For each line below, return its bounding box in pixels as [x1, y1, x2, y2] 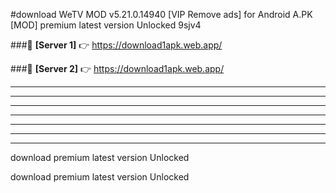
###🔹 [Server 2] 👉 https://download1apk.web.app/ [10, 63, 225, 74]
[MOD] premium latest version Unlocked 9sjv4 [10, 19, 202, 31]
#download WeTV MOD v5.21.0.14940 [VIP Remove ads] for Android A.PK [10, 9, 313, 20]
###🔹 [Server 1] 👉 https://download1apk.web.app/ [10, 39, 223, 51]
